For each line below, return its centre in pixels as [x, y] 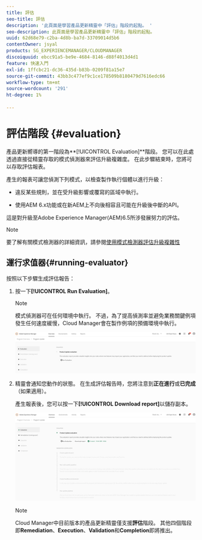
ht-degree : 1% [24, 95]
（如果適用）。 [32, 391]
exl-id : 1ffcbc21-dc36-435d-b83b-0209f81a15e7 [66, 70]
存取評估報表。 [30, 166]
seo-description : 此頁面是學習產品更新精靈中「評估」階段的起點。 [81, 32]
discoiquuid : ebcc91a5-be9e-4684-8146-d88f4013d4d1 [72, 57]
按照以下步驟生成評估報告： [41, 278]
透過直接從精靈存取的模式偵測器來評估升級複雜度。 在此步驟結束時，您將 [96, 159]
